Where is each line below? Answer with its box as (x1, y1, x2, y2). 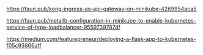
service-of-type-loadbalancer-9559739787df (6, 24, 120, 31)
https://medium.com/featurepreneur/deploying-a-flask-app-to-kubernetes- (6, 35, 197, 42)
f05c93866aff (6, 42, 42, 49)
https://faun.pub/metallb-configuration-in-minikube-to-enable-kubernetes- (6, 17, 197, 24)
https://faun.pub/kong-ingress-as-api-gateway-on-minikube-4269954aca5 (6, 5, 197, 12)
